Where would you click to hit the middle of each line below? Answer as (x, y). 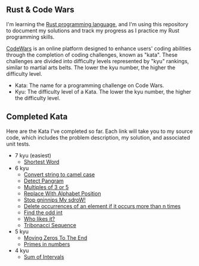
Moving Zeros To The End (55, 237)
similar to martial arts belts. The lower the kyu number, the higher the (91, 67)
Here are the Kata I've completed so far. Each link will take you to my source (99, 131)
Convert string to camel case (59, 174)
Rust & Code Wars (40, 10)
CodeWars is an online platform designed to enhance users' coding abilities (99, 48)
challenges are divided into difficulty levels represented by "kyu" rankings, (98, 61)
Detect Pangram (44, 181)
